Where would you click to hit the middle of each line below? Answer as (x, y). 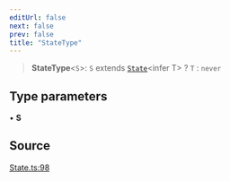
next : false (31, 26)
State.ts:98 (30, 168)
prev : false (31, 34)
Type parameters (58, 96)
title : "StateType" (46, 43)
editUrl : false (38, 17)
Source (30, 146)
